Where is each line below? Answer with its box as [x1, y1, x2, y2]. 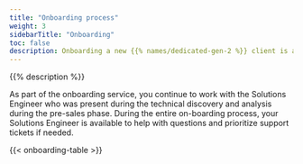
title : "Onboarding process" [9, 13, 119, 23]
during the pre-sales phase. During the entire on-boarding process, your [9, 108, 279, 119]
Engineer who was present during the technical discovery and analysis [9, 98, 272, 109]
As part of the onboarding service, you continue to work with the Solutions [9, 89, 287, 100]
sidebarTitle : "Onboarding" [9, 30, 115, 39]
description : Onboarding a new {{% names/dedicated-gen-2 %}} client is [9, 47, 289, 56]
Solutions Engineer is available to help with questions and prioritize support [9, 118, 289, 129]
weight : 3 [9, 22, 47, 31]
